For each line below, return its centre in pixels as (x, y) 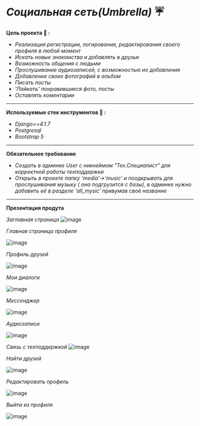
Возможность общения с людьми (58, 63)
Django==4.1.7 (32, 124)
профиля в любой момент (48, 50)
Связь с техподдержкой (37, 347)
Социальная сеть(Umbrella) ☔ (85, 12)
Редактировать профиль (37, 381)
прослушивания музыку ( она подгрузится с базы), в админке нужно (103, 184)
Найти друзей (24, 358)
